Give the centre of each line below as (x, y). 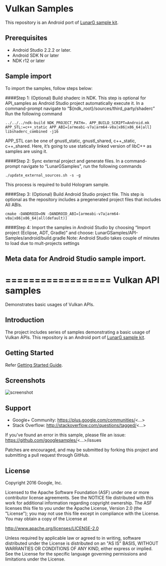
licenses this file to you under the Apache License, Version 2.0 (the (74, 508)
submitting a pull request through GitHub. (47, 455)
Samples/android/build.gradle (35, 238)
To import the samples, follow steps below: (49, 88)
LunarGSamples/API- (116, 233)
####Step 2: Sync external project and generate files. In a (64, 161)
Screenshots (25, 380)
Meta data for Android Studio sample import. (76, 259)
